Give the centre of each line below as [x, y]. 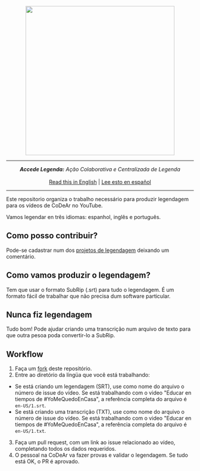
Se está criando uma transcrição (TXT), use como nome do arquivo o [99, 412]
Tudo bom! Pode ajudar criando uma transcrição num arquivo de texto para [99, 329]
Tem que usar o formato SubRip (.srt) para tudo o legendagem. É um [90, 290]
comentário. [21, 256]
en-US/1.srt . [30, 405]
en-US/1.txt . [30, 431]
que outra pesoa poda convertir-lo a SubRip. [61, 335]
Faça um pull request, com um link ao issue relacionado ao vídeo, [95, 442]
